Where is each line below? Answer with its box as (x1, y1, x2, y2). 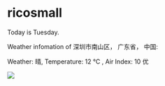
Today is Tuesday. (7, 28, 59, 36)
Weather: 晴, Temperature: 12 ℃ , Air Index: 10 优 (7, 57, 149, 66)
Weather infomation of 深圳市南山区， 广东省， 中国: (7, 42, 159, 50)
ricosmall (7, 5, 63, 21)
